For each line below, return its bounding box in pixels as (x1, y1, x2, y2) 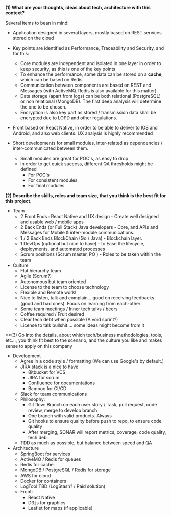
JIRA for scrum (28, 375, 60, 380)
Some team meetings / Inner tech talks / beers (20, 306, 118, 312)
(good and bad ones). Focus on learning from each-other (20, 300, 141, 306)
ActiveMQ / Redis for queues (20, 456, 81, 462)
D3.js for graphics (28, 500, 66, 506)
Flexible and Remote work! (20, 289, 77, 295)
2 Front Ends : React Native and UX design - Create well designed (20, 213, 159, 219)
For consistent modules (28, 177, 78, 183)
